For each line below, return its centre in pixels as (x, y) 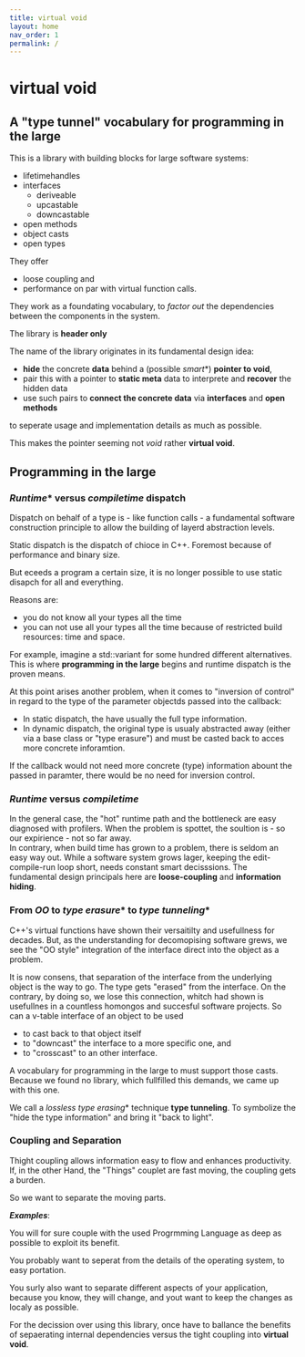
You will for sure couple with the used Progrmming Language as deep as (146, 1233)
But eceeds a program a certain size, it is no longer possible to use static (146, 572)
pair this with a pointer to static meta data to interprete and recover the (157, 378)
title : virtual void (49, 18)
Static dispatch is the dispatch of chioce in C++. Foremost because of (141, 544)
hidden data (45, 388)
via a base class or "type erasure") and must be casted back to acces (153, 738)
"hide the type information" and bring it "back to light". (112, 1117)
